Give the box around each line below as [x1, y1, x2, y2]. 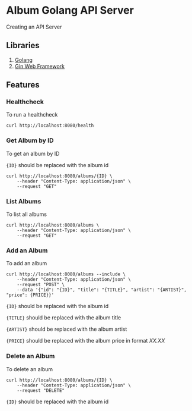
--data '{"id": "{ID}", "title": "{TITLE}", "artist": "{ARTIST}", [17, 287, 187, 293]
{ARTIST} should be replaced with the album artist [6, 325, 127, 333]
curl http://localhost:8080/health [6, 123, 94, 128]
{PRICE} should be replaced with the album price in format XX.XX [6, 337, 165, 344]
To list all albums [6, 211, 47, 218]
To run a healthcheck [6, 111, 58, 118]
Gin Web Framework [14, 62, 65, 70]
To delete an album [6, 365, 53, 372]
